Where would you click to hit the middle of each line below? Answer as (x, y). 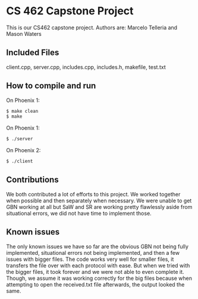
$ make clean (22, 111)
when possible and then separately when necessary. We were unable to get (99, 201)
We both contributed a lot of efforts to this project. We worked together (93, 194)
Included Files (33, 53)
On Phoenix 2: (23, 150)
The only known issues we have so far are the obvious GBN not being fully (98, 246)
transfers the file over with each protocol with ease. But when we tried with (98, 265)
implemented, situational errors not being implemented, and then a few (93, 252)
